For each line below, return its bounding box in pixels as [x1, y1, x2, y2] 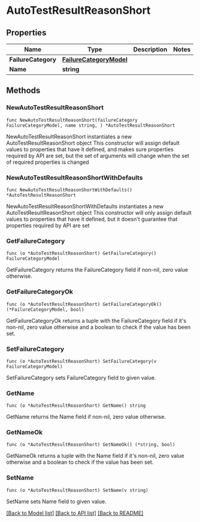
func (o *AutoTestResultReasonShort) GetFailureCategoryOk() [6, 301, 162, 307]
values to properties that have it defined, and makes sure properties [6, 145, 174, 153]
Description [133, 46, 168, 53]
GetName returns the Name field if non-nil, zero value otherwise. [6, 413, 166, 421]
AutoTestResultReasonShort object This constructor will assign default [6, 139, 180, 146]
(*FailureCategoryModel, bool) [6, 307, 84, 313]
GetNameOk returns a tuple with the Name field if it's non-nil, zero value [6, 452, 184, 460]
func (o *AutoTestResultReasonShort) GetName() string [6, 403, 146, 409]
